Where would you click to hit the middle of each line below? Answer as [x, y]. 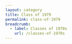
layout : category [24, 10]
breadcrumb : [18, 24]
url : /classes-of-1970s [40, 33]
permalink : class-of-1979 [33, 19]
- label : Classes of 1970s [39, 29]
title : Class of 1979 [28, 15]
